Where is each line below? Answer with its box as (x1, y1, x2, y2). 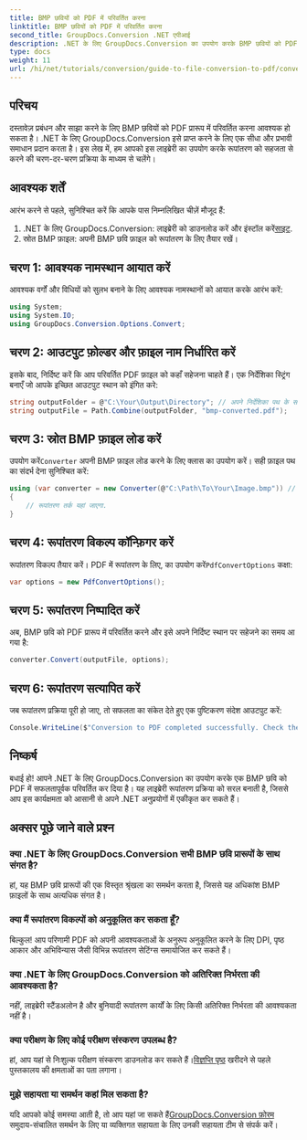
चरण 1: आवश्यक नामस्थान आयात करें (9, 259, 171, 275)
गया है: (9, 637, 29, 649)
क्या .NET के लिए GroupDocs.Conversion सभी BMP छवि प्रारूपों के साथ (9, 848, 281, 860)
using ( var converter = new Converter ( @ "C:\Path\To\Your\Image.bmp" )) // (9, 484, 297, 493)
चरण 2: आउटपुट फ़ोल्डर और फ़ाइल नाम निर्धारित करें (9, 344, 236, 361)
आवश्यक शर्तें (9, 180, 65, 196)
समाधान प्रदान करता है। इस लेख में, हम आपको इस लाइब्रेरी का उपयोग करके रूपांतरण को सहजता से (9, 142, 294, 153)
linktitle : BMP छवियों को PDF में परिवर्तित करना (9, 22, 163, 31)
